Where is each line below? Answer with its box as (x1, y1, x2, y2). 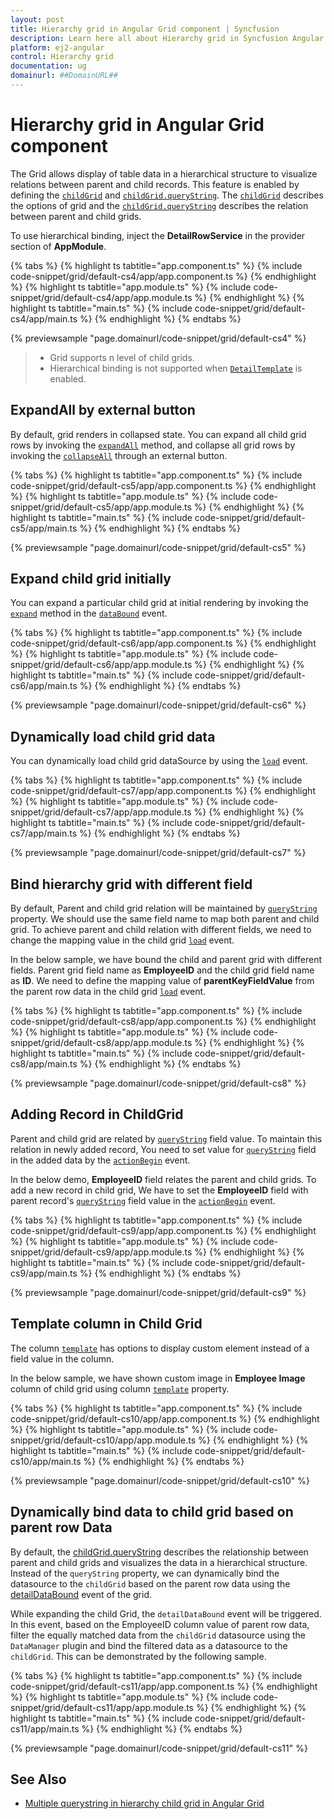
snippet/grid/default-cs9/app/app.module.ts (10, 1246, 193, 1258)
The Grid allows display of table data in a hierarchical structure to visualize (10, 167, 318, 180)
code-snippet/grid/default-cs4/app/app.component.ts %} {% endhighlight (10, 270, 317, 282)
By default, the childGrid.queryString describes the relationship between (10, 1546, 309, 1558)
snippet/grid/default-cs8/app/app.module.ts (10, 1037, 193, 1049)
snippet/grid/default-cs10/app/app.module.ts (10, 1434, 197, 1446)
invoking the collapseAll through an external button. (10, 449, 228, 461)
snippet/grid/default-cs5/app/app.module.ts (10, 501, 192, 513)
